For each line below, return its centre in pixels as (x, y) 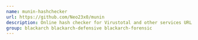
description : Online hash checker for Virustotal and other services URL (99, 22)
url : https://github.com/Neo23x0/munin (55, 17)
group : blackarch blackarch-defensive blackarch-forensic (79, 28)
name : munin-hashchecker (37, 11)
